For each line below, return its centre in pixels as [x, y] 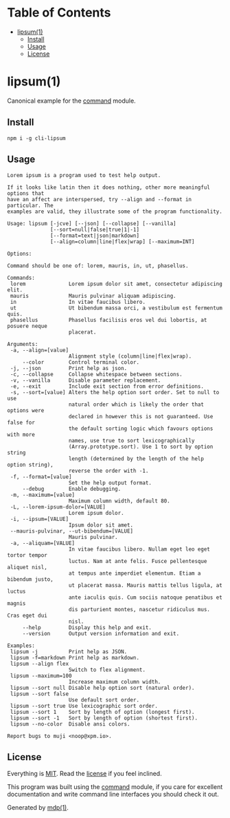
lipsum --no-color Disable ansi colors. [70, 724]
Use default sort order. [104, 700]
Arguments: [23, 344]
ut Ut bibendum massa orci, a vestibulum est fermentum [116, 308]
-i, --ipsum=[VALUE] [39, 519]
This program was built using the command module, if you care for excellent [115, 787]
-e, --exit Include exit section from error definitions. [107, 386]
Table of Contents [59, 13]
